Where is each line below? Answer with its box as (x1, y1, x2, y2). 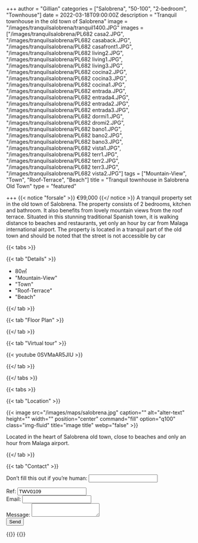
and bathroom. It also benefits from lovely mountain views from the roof (6, 207, 183, 214)
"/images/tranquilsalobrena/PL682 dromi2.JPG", (6, 119, 125, 126)
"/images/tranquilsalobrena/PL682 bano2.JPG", (6, 132, 123, 139)
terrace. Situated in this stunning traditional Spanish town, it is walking (6, 213, 179, 220)
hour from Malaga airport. (6, 440, 70, 446)
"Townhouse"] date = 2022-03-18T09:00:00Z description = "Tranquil (6, 11, 177, 18)
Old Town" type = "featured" (6, 183, 77, 190)
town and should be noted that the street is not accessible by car (6, 232, 166, 239)
